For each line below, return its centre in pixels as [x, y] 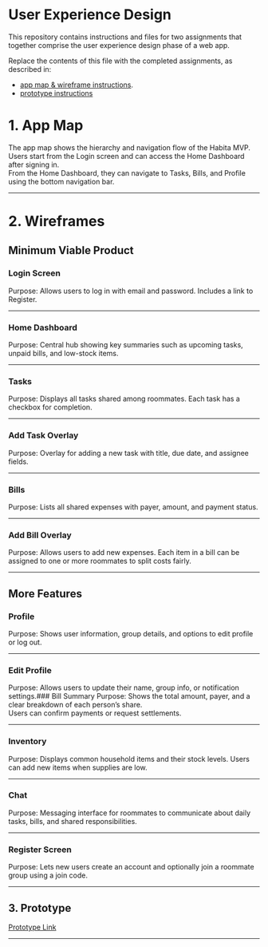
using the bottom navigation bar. [61, 181]
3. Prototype [40, 908]
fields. [19, 462]
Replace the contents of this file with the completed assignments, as [120, 61]
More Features [45, 594]
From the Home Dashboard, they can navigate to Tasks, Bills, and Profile [127, 172]
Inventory [28, 742]
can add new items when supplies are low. [78, 767]
